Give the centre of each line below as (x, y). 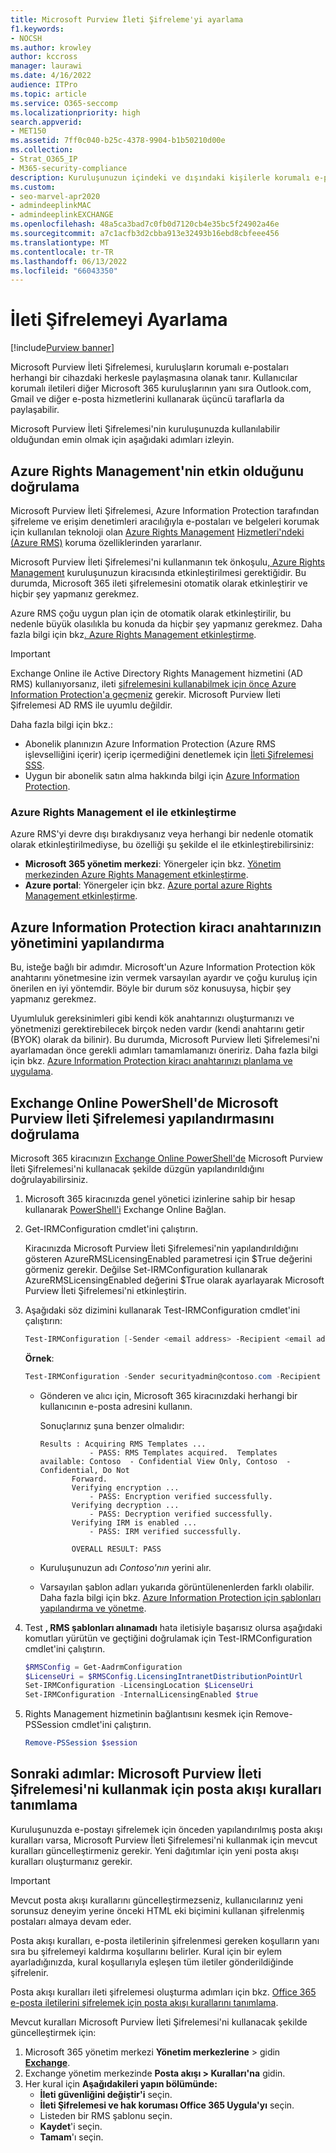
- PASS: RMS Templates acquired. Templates (183, 1452)
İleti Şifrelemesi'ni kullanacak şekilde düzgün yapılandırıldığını (137, 1168)
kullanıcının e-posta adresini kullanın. (116, 1406)
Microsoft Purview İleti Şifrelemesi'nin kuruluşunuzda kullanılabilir (145, 429)
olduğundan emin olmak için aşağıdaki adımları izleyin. (122, 440)
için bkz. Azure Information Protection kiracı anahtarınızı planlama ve (151, 1061)
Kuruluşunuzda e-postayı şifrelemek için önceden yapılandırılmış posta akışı (166, 1829)
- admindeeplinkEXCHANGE (62, 215)
